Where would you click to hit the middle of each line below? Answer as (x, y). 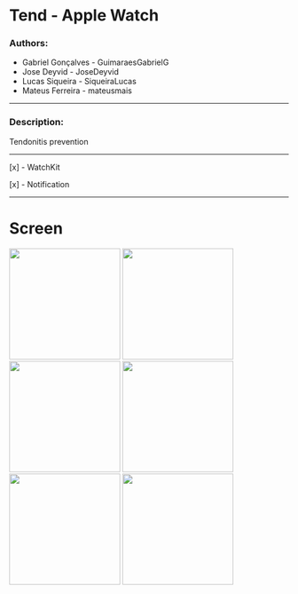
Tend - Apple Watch (84, 16)
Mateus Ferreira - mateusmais (77, 91)
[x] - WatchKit (35, 167)
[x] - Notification (39, 184)
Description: (36, 123)
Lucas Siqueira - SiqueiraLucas (79, 82)
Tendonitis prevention (49, 141)
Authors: (29, 44)
